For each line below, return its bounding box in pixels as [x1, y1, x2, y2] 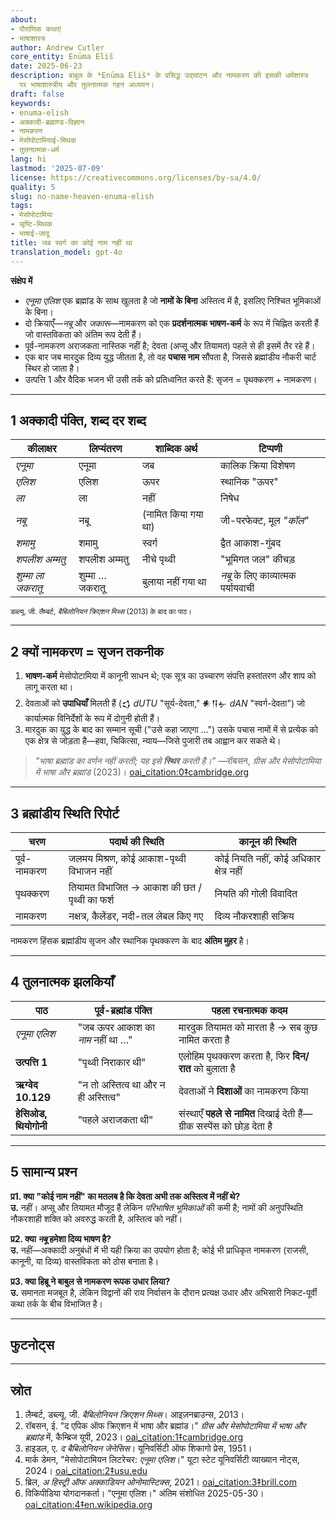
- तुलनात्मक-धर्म [10, 145, 60, 155]
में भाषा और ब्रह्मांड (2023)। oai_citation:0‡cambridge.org [34, 766, 250, 778]
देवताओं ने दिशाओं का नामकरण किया [178, 1084, 309, 1098]
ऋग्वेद [15, 1077, 38, 1091]
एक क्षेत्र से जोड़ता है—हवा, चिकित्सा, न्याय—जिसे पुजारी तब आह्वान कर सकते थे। [24, 735, 282, 747]
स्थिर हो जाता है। [24, 362, 80, 374]
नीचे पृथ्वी [142, 552, 176, 566]
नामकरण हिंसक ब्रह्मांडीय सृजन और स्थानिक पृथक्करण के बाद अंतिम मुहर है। [10, 934, 250, 946]
